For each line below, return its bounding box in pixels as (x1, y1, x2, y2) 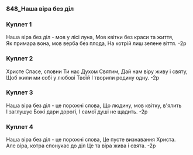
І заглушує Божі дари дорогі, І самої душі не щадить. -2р (6, 108, 148, 115)
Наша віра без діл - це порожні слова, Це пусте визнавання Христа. (6, 136, 176, 143)
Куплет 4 (6, 122, 33, 130)
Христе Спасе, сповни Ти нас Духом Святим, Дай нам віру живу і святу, (6, 68, 188, 75)
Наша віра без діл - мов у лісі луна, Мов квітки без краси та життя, (6, 34, 174, 41)
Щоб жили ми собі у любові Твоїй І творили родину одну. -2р (6, 74, 160, 81)
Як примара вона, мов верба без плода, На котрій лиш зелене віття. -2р (6, 40, 187, 47)
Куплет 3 (6, 88, 33, 97)
